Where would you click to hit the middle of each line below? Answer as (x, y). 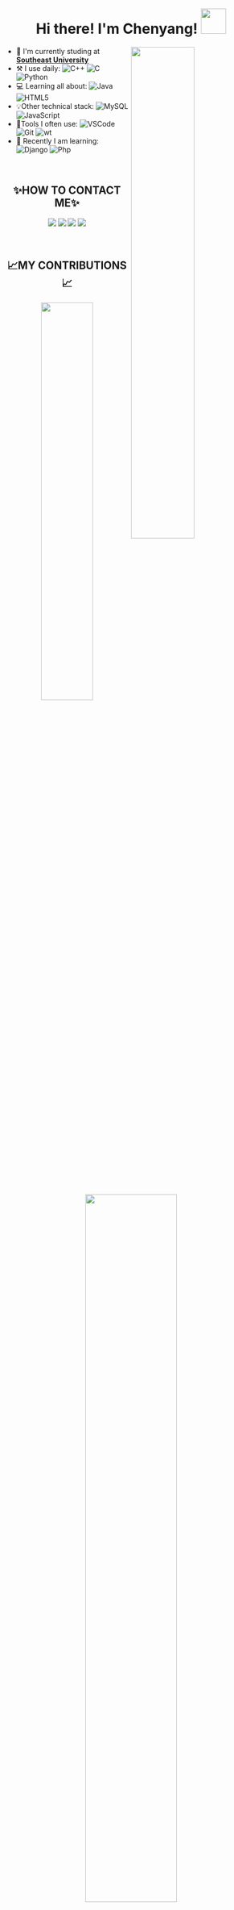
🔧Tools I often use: (47, 123)
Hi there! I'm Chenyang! (117, 29)
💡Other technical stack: (55, 106)
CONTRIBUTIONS (82, 266)
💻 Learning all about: (51, 85)
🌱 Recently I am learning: (57, 140)
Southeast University (52, 60)
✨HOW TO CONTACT (67, 191)
